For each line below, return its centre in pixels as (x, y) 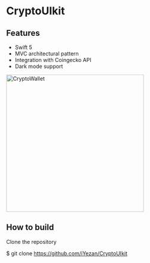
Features (23, 33)
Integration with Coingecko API (53, 60)
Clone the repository (31, 242)
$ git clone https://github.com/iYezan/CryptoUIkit (67, 253)
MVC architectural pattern (47, 54)
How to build (30, 228)
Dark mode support (39, 66)
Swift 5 (24, 47)
